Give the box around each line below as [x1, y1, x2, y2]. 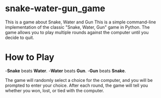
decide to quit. [5, 35, 34, 40]
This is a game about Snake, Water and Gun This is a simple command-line [5, 19, 156, 25]
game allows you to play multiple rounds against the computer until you [5, 29, 149, 35]
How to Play [5, 52, 55, 63]
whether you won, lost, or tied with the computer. [5, 87, 104, 93]
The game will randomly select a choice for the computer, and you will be [5, 77, 153, 83]
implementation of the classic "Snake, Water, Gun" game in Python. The [5, 24, 150, 30]
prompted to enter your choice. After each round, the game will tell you [5, 82, 148, 88]
